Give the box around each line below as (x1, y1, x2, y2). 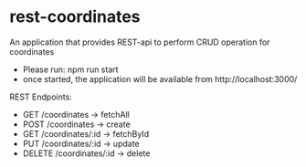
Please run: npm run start (22, 64, 119, 75)
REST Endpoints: (9, 91, 73, 102)
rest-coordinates (9, 6, 141, 27)
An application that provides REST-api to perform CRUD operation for (9, 37, 270, 47)
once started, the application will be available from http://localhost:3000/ (22, 73, 298, 84)
